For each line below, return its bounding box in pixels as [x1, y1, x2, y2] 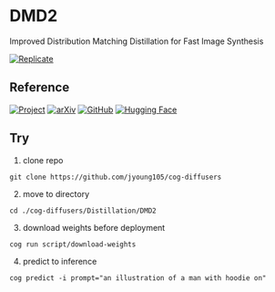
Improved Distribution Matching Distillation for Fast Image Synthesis [9, 36, 264, 47]
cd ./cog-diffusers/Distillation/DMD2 [9, 206, 157, 215]
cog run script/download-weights [9, 239, 137, 249]
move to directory [22, 188, 90, 199]
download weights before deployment [22, 222, 166, 233]
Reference [9, 79, 70, 96]
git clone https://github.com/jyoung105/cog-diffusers [9, 172, 222, 182]
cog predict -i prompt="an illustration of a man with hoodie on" [9, 273, 267, 283]
